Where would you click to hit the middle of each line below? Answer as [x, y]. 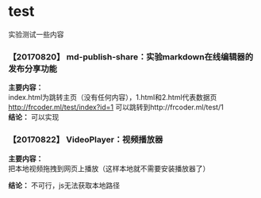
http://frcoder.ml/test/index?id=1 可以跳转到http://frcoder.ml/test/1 [116, 107]
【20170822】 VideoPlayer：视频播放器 [86, 139]
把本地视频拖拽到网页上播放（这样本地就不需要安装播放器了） [109, 168]
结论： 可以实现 [34, 117]
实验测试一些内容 [36, 34]
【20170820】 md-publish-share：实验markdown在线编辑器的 [131, 56]
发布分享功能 [33, 68]
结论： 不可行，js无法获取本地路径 [64, 185]
